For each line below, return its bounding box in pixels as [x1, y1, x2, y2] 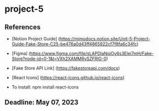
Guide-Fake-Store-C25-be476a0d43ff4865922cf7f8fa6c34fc [11, 41, 137, 47]
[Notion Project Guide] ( [11, 36, 60, 42]
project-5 [4, 3, 44, 15]
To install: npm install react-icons [11, 84, 79, 90]
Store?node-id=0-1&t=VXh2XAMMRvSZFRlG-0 [11, 56, 106, 62]
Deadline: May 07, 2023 [4, 98, 79, 107]
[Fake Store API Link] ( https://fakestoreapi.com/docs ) [11, 65, 120, 71]
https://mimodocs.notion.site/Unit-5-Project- [59, 36, 150, 42]
